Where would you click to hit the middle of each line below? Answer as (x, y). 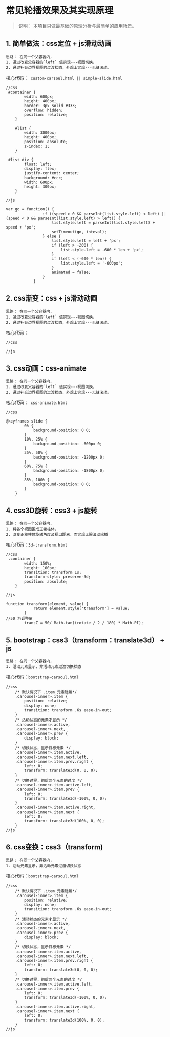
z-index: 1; (37, 146)
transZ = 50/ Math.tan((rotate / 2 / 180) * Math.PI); (84, 623)
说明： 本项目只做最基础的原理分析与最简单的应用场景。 (77, 26)
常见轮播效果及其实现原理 (60, 11)
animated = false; (71, 272)
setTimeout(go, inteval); (79, 232)
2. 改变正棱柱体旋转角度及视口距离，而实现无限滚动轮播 (57, 535)
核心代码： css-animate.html (37, 402)
